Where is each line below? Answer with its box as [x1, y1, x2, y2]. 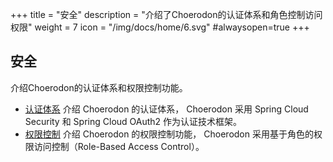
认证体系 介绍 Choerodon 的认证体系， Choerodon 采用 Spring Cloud [24, 103, 309, 115]
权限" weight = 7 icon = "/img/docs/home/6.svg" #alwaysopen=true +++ [10, 21, 310, 33]
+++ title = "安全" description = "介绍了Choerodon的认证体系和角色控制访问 [10, 9, 323, 20]
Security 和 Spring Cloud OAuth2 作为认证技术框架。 [24, 115, 243, 127]
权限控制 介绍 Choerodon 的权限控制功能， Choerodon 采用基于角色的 [24, 128, 314, 140]
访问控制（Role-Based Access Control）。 [33, 140, 205, 152]
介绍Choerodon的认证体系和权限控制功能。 [10, 81, 188, 93]
